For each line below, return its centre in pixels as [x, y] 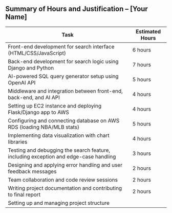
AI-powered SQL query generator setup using [63, 76]
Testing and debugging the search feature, [59, 150]
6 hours [142, 50]
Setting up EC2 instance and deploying [55, 105]
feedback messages [32, 171]
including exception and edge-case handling [62, 156]
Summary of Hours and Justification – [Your [77, 9]
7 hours [142, 64]
